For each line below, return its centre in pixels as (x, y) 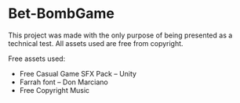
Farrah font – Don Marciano (64, 82)
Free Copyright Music (55, 90)
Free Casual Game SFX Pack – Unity (78, 73)
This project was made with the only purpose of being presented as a (120, 35)
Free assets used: (37, 59)
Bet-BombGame (62, 14)
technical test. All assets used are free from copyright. (96, 43)
